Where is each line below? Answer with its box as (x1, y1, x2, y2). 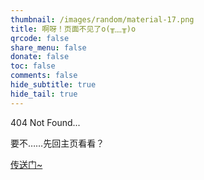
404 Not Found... (10, 116, 81, 128)
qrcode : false (10, 33, 70, 43)
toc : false (10, 61, 56, 71)
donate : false (10, 52, 70, 62)
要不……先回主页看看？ (10, 137, 105, 149)
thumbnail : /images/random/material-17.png (10, 14, 195, 25)
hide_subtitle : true (10, 80, 97, 90)
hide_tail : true (10, 89, 78, 99)
